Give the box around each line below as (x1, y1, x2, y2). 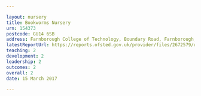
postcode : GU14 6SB (6, 31, 55, 37)
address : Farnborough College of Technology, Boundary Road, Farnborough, (6, 37, 197, 43)
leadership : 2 (6, 58, 42, 65)
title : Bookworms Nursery (6, 19, 71, 26)
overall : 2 (6, 70, 33, 76)
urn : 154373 (6, 25, 36, 31)
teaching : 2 (6, 47, 36, 54)
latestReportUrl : (6, 42, 50, 48)
